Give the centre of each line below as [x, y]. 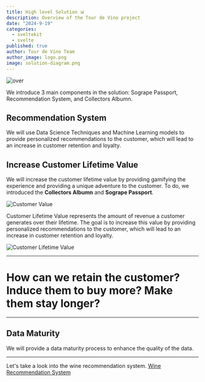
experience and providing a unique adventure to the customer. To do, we [98, 186]
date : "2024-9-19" [30, 23]
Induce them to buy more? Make [90, 291]
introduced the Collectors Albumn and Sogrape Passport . [80, 192]
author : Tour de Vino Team [41, 52]
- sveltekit [27, 35]
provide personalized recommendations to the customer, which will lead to [100, 139]
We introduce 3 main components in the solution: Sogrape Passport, [92, 92]
